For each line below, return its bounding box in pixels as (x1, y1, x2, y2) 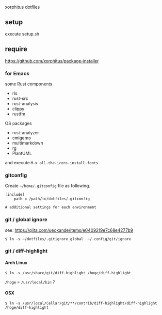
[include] (5, 192, 25, 197)
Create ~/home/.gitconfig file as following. (5, 183, 91, 189)
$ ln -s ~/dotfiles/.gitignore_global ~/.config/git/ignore (5, 236, 131, 241)
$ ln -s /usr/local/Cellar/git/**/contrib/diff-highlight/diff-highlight (5, 300, 158, 306)
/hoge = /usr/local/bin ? (5, 279, 55, 285)
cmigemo (12, 135, 31, 141)
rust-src (12, 95, 28, 101)
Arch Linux (5, 260, 28, 266)
